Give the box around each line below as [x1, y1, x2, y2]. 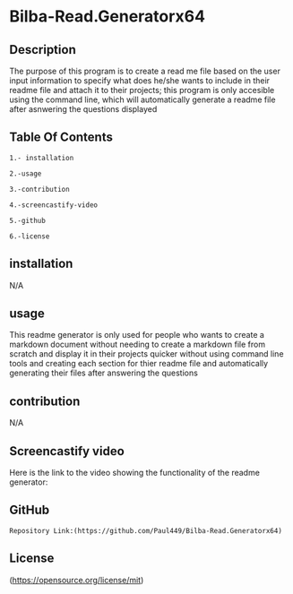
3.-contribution [9, 185, 70, 194]
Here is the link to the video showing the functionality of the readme [9, 468, 260, 478]
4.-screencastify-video [9, 200, 99, 210]
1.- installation [9, 153, 74, 162]
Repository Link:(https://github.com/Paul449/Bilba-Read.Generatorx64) [9, 526, 282, 535]
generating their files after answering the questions [9, 367, 199, 378]
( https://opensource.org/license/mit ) [9, 574, 144, 585]
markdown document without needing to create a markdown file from [9, 339, 266, 350]
